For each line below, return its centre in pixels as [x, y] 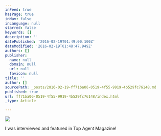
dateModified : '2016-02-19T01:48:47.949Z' [49, 46]
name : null [21, 60]
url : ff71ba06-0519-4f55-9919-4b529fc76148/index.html [62, 96]
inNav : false [18, 19]
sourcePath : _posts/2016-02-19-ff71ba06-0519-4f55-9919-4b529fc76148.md [81, 87]
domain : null [23, 64]
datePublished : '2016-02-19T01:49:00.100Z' [50, 42]
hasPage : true [20, 14]
